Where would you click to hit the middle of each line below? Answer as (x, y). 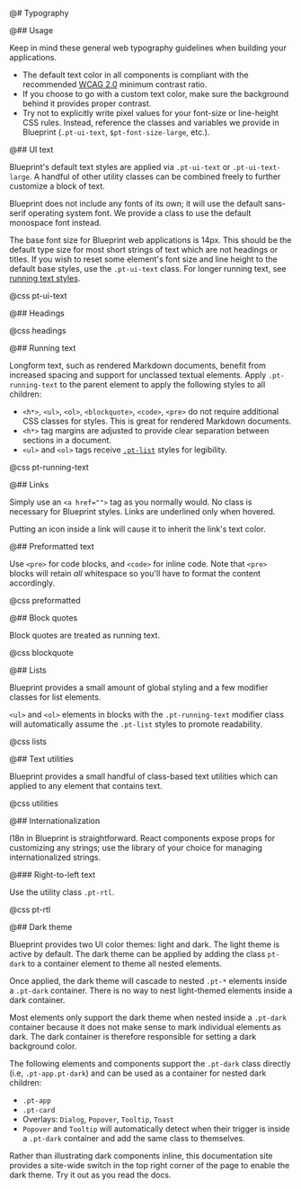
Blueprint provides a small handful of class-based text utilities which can (144, 776)
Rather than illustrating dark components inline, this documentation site (141, 1156)
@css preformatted (45, 600)
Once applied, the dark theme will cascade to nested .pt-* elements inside (148, 981)
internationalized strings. (55, 857)
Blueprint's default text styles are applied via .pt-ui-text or (120, 167)
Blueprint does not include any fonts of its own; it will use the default (136, 203)
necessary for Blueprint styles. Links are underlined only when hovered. (142, 511)
